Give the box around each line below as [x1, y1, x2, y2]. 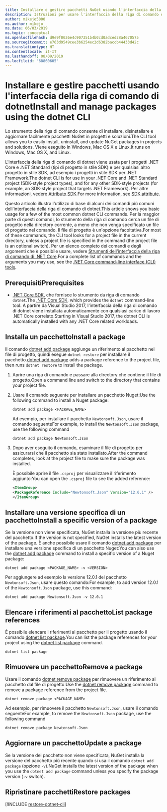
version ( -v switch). [5, 773, 45, 779]
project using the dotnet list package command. [5, 640, 103, 646]
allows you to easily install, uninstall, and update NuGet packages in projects [5, 139, 162, 145]
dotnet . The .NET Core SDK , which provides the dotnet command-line [12, 297, 155, 303]
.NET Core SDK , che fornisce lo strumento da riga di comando [12, 292, 140, 297]
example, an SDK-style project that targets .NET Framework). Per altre [5, 186, 149, 192]
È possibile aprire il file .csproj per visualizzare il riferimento [12, 470, 136, 476]
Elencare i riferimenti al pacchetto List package [5, 608, 153, 616]
